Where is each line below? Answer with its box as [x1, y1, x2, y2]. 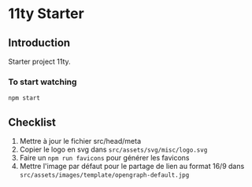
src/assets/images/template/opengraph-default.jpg [19, 171, 190, 179]
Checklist [8, 115, 57, 129]
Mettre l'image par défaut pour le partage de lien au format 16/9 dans [19, 162, 245, 171]
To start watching [8, 76, 77, 87]
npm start [8, 94, 41, 102]
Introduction [8, 36, 71, 49]
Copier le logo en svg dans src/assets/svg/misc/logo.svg [19, 145, 208, 154]
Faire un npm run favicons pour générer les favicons [19, 153, 190, 163]
